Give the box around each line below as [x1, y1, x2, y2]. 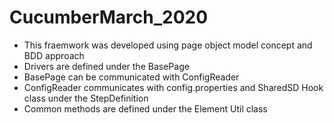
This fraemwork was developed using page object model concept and [23, 39, 313, 51]
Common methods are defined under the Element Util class [23, 102, 268, 115]
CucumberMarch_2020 [9, 6, 209, 29]
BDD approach [23, 49, 85, 61]
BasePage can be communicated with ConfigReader [23, 71, 240, 83]
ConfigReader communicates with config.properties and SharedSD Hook [23, 81, 324, 93]
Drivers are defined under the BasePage [23, 60, 190, 72]
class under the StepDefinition [23, 92, 149, 104]
